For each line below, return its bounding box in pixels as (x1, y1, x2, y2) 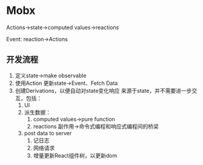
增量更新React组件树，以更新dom (33, 152, 118, 159)
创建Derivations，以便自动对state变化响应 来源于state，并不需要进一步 (15, 87, 192, 94)
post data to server (24, 129, 72, 136)
